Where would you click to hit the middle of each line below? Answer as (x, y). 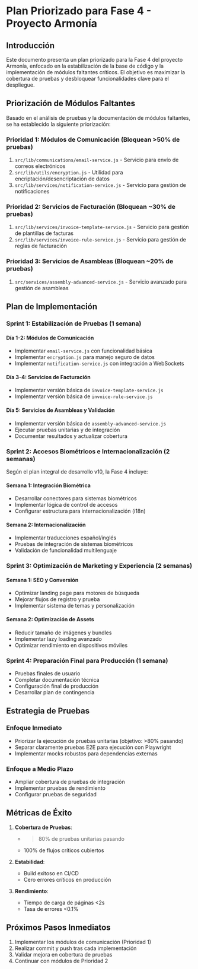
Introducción (31, 45)
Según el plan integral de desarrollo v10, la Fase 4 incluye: (77, 471)
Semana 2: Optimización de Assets (50, 619)
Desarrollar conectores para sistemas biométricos (76, 498)
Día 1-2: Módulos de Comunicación (50, 338)
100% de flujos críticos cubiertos (64, 850)
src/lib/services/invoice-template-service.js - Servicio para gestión (102, 227)
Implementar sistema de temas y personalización (75, 606)
